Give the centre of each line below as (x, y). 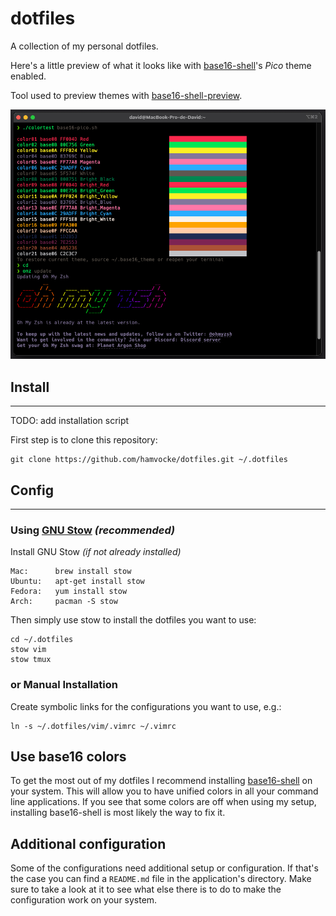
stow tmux (31, 660)
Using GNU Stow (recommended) (93, 530)
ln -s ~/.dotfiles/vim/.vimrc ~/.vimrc (93, 726)
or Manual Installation (64, 685)
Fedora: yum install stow (69, 592)
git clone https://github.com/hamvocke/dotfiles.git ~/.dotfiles (149, 460)
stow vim (28, 650)
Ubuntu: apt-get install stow (77, 582)
